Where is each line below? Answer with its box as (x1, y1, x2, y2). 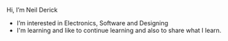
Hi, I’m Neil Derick (6, 6, 58, 14)
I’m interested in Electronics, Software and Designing (16, 19, 168, 27)
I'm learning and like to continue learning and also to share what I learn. (16, 27, 222, 34)
